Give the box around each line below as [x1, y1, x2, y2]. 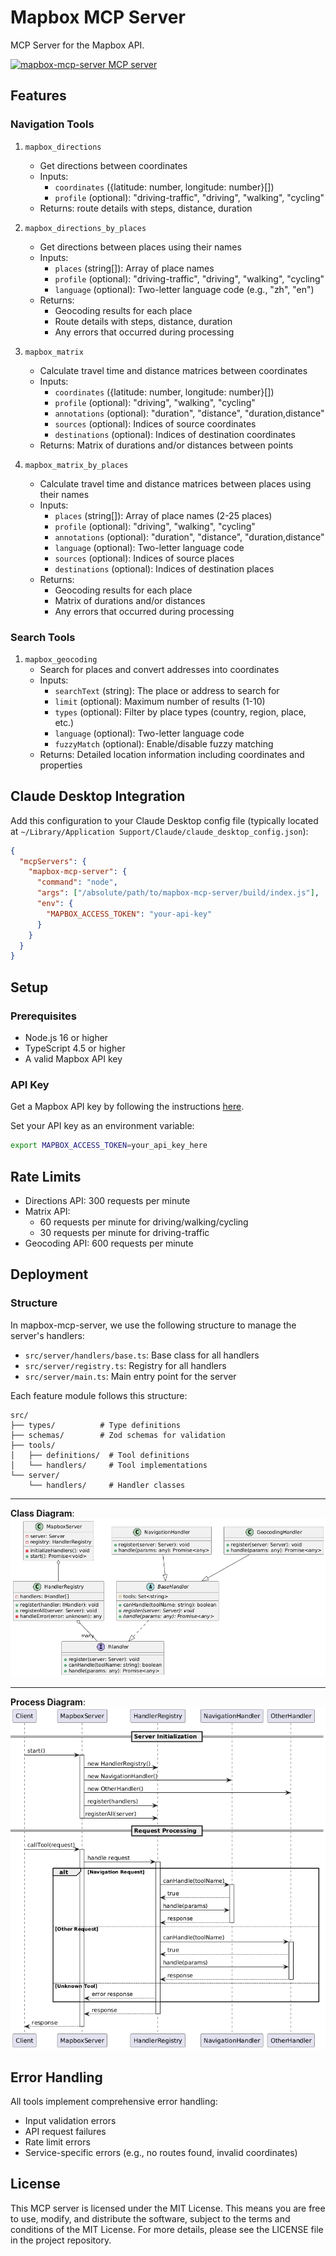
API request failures [24, 2126, 107, 2138]
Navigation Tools [10, 117, 95, 131]
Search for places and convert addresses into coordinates [39, 663, 280, 675]
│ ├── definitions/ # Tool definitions [10, 1450, 190, 1460]
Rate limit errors [24, 2136, 91, 2148]
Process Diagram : [10, 1696, 86, 1708]
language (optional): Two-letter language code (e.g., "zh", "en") [54, 283, 315, 295]
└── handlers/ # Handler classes [28, 1480, 186, 1490]
